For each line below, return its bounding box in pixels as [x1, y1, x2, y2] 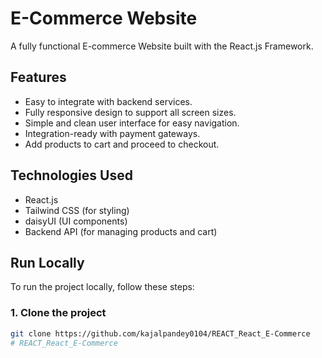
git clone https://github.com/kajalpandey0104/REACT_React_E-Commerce [10, 328, 311, 339]
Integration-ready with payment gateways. [24, 127, 201, 139]
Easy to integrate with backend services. [24, 95, 193, 107]
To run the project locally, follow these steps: [10, 281, 195, 293]
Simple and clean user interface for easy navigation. [24, 117, 240, 129]
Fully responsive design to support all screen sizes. [24, 106, 237, 118]
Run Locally [10, 254, 85, 271]
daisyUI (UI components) [24, 215, 128, 227]
